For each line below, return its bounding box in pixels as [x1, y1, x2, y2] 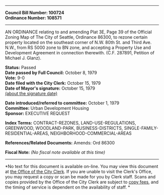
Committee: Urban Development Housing [5, 105, 89, 111]
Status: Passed [5, 65, 37, 70]
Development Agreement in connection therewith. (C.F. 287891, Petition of [5, 50, 155, 55]
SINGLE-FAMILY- [123, 125, 159, 131]
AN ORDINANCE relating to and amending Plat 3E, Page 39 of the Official [5, 29, 152, 35]
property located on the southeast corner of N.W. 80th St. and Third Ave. [5, 40, 152, 45]
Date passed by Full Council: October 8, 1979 [5, 70, 98, 75]
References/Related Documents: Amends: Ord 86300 [5, 140, 115, 146]
